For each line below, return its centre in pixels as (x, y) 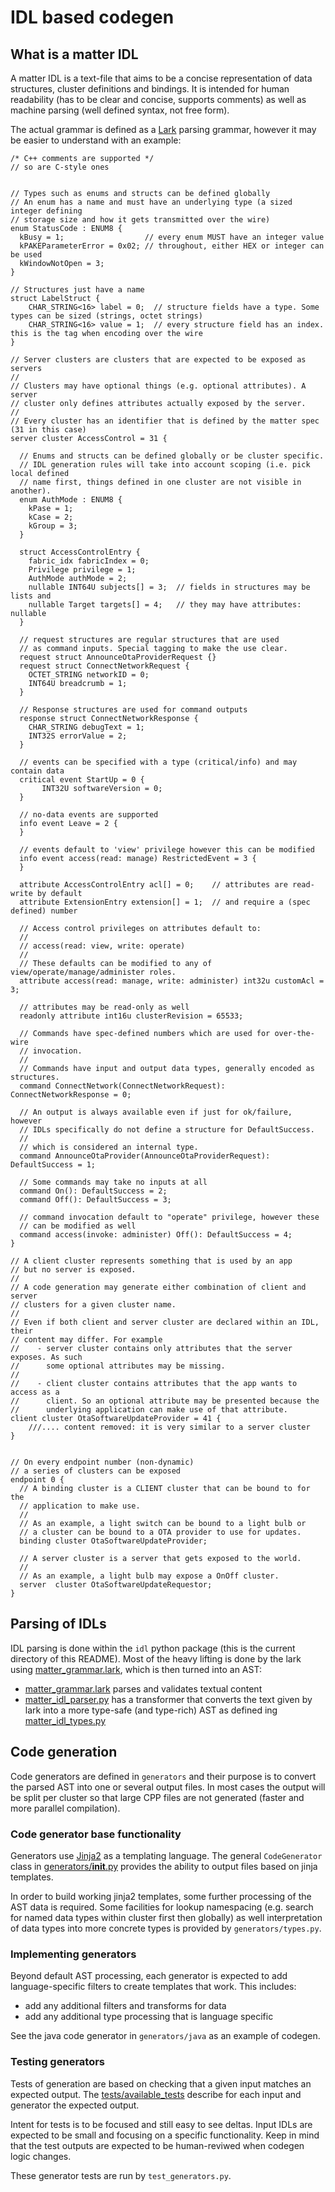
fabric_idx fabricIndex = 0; (89, 561)
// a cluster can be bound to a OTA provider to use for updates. (160, 1532)
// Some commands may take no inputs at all (113, 1182)
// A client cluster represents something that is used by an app (151, 1261)
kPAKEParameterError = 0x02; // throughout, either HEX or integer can (172, 246)
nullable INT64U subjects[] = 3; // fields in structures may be (169, 587)
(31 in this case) (48, 430)
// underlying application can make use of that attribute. (149, 1410)
